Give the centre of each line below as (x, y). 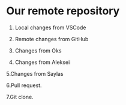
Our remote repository (63, 11)
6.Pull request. (24, 85)
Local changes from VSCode (50, 27)
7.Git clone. (20, 97)
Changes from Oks (38, 50)
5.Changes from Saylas (35, 73)
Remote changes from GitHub (52, 39)
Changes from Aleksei (42, 62)
